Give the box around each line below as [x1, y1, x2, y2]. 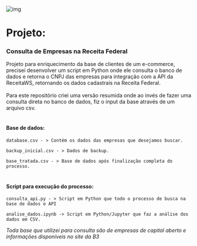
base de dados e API [6, 201, 57, 207]
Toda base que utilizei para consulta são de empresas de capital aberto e [6, 227, 186, 234]
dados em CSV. [6, 217, 41, 222]
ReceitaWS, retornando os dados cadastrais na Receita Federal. [6, 80, 161, 87]
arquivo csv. [6, 104, 36, 111]
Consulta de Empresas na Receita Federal [6, 47, 128, 55]
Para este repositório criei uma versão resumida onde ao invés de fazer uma [6, 92, 192, 99]
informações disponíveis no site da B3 [6, 233, 100, 240]
